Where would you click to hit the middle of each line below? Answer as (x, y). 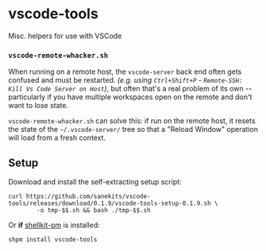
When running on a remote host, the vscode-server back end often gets (125, 71)
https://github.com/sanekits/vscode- (88, 197)
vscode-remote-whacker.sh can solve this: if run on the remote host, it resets (132, 121)
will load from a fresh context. (57, 138)
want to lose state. (39, 106)
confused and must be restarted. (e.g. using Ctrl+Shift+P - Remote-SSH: (126, 80)
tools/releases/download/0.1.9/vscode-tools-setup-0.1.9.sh (110, 203)
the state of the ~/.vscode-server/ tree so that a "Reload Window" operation (133, 129)
